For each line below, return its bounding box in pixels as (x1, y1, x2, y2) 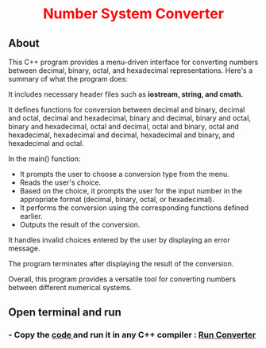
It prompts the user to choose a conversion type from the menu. (19, 170, 230, 178)
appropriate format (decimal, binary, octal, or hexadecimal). (19, 195, 214, 204)
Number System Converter (42, 5, 225, 23)
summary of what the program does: (8, 75, 129, 83)
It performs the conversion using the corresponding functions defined (19, 203, 249, 212)
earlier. (19, 212, 43, 220)
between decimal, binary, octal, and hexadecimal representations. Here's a (8, 66, 253, 75)
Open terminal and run (8, 306, 121, 319)
